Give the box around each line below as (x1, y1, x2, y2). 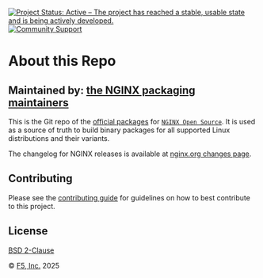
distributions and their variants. (8, 134, 110, 143)
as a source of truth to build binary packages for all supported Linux (8, 125, 231, 135)
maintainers (8, 96, 69, 109)
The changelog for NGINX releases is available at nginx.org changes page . (8, 149, 252, 158)
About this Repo (8, 52, 116, 70)
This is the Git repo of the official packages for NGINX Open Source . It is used (8, 117, 256, 126)
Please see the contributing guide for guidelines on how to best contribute (8, 192, 251, 202)
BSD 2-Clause (8, 246, 55, 255)
